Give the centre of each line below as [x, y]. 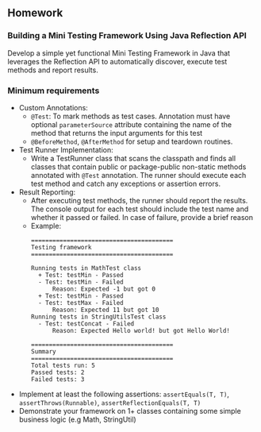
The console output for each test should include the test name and [140, 209]
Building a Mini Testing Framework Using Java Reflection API [127, 36]
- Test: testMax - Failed [81, 303]
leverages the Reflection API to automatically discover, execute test [117, 61]
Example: [46, 226]
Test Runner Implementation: [66, 149]
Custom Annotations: [53, 107]
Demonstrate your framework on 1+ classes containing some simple [130, 411]
